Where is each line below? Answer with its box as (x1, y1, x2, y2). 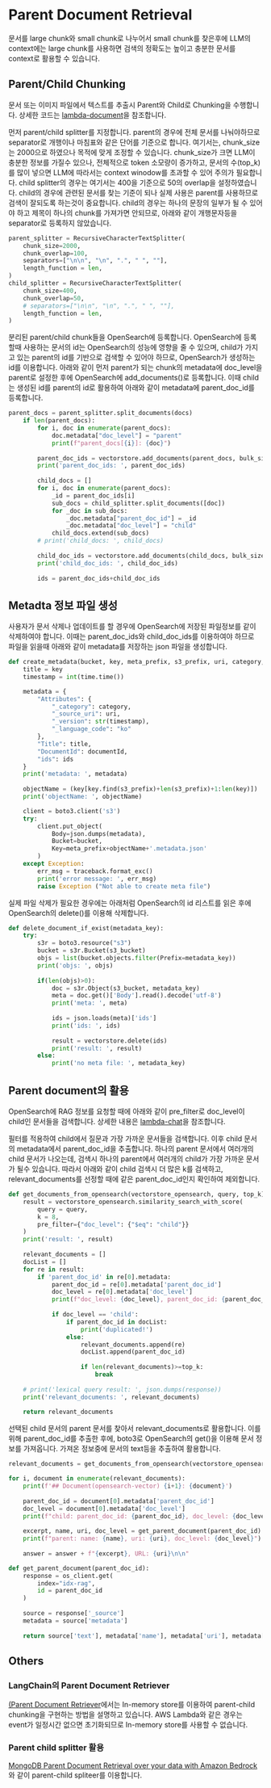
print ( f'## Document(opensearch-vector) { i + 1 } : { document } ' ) (23, 1482, 233, 1490)
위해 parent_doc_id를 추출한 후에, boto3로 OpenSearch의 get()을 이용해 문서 (8, 1433, 254, 1443)
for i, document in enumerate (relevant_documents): (8, 1475, 186, 1483)
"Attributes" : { (37, 695, 92, 703)
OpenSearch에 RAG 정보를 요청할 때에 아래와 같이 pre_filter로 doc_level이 (8, 1106, 245, 1116)
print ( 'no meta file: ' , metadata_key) (51, 1060, 186, 1068)
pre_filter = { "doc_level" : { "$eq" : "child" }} (37, 1220, 190, 1228)
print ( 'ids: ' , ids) (51, 1022, 121, 1030)
